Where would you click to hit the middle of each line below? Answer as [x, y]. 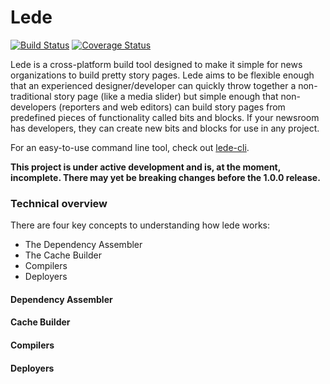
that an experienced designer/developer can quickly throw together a [153, 85]
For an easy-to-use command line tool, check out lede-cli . [130, 147]
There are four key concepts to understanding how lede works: [140, 225]
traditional [31, 96]
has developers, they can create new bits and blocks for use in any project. [165, 128]
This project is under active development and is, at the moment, [145, 167]
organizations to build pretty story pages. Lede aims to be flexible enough [162, 75]
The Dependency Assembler [83, 245]
